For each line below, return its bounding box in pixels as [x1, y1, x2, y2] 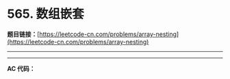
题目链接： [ [7, 30, 40, 38]
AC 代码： [7, 64, 36, 72]
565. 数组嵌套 [7, 6, 84, 22]
